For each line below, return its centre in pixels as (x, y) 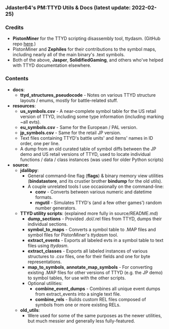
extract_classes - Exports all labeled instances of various (88, 251)
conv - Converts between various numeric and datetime (94, 192)
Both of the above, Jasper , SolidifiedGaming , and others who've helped (88, 60)
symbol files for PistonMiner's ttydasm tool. (73, 235)
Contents (17, 78)
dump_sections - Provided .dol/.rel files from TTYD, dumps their (95, 219)
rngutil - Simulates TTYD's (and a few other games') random (99, 202)
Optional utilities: (45, 283)
